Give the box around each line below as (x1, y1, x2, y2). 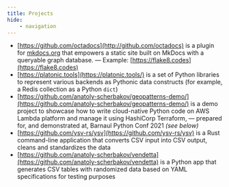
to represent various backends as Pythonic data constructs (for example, (16, 78, 223, 86)
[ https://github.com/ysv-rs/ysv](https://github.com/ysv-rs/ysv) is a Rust (16, 129, 220, 137)
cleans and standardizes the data (16, 143, 111, 151)
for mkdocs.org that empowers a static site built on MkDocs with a (16, 49, 204, 57)
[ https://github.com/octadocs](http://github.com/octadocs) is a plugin (16, 42, 215, 50)
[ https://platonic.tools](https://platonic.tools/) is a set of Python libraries (16, 71, 220, 79)
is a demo (190, 100, 219, 108)
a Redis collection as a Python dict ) (16, 85, 118, 93)
